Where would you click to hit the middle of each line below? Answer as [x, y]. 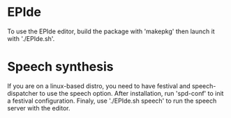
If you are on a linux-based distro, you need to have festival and [99, 86]
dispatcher [23, 93]
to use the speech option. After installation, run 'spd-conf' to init [132, 93]
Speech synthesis [60, 67]
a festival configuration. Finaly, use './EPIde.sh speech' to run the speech [112, 101]
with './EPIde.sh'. [31, 38]
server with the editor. [39, 108]
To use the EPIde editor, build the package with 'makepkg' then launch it [111, 31]
